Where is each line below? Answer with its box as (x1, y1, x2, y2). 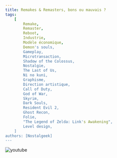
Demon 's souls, (23, 45, 55, 50)
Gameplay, (23, 49, 43, 54)
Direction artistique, (23, 82, 70, 87)
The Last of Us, (23, 68, 57, 73)
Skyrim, (23, 96, 39, 101)
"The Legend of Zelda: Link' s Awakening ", (23, 119, 113, 124)
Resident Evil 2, (23, 105, 59, 110)
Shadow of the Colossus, (23, 59, 75, 64)
